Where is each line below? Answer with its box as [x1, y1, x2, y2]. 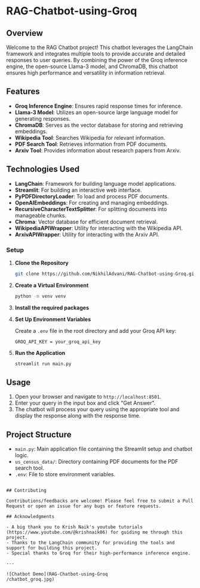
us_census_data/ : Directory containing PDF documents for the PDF [14, 458, 179, 465]
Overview [6, 28, 44, 38]
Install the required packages [14, 304, 90, 311]
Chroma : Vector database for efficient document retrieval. [14, 218, 158, 225]
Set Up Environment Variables [14, 316, 91, 323]
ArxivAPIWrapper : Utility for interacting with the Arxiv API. [14, 231, 159, 238]
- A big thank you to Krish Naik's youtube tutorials [6, 524, 143, 530]
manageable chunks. [14, 212, 67, 219]
